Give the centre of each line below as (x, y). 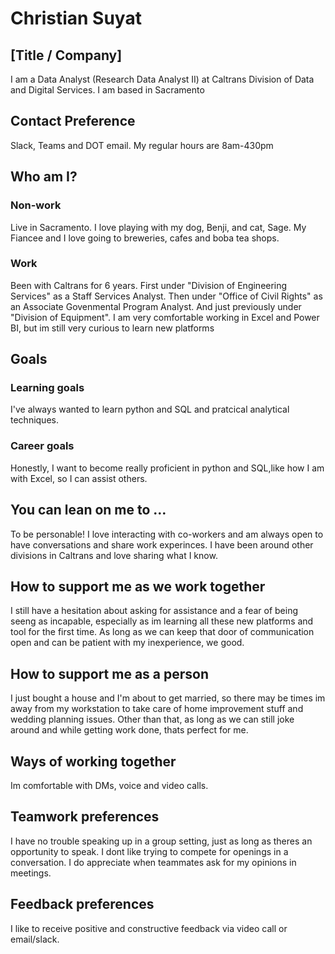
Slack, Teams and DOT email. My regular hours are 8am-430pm (142, 145)
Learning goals (47, 388)
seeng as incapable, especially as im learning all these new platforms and (162, 621)
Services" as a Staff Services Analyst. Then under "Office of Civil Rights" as (166, 296)
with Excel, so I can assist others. (79, 478)
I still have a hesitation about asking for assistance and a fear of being (154, 611)
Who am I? (44, 177)
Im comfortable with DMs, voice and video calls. (109, 786)
